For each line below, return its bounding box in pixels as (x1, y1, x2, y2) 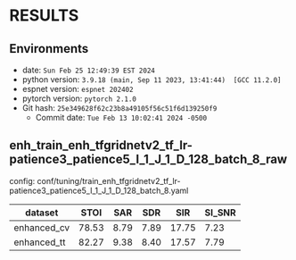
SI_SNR (204, 206, 236, 219)
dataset (25, 206, 59, 219)
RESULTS (9, 5, 79, 26)
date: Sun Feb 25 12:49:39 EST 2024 (21, 64, 156, 75)
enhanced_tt (13, 236, 66, 248)
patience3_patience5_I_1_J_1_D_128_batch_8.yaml (9, 185, 189, 196)
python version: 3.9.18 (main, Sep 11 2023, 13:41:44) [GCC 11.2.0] (21, 74, 283, 85)
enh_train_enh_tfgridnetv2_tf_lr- (9, 138, 193, 153)
